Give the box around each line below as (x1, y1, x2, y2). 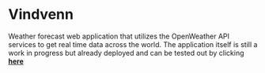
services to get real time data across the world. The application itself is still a (8, 39, 258, 49)
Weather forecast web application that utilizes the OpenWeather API (8, 31, 230, 41)
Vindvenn (8, 5, 74, 24)
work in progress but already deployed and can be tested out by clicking (8, 48, 244, 57)
